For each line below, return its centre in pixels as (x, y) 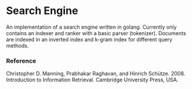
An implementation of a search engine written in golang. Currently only (91, 27)
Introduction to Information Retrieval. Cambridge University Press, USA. (92, 80)
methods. (18, 46)
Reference (21, 61)
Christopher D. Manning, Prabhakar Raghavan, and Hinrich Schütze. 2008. (96, 74)
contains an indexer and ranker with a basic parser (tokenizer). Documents (96, 33)
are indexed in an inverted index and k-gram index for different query (89, 39)
